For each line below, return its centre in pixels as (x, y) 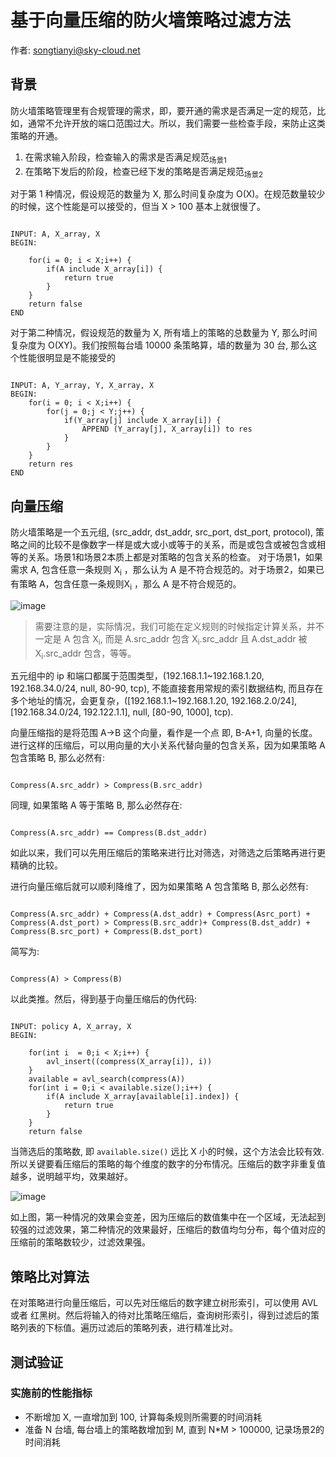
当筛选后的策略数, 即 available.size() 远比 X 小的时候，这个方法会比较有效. (167, 1152)
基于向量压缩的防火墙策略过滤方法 (151, 20)
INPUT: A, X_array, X (55, 234)
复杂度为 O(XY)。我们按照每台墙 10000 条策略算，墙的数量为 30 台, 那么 (159, 345)
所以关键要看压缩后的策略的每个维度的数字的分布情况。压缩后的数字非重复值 (168, 1164)
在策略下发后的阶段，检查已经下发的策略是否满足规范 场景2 (144, 172)
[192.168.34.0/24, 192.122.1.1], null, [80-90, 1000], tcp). (122, 712)
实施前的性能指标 (51, 1393)
